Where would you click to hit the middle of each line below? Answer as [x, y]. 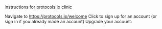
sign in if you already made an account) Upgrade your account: [69, 22]
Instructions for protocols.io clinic [38, 7]
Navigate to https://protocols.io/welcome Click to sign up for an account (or [81, 16]
